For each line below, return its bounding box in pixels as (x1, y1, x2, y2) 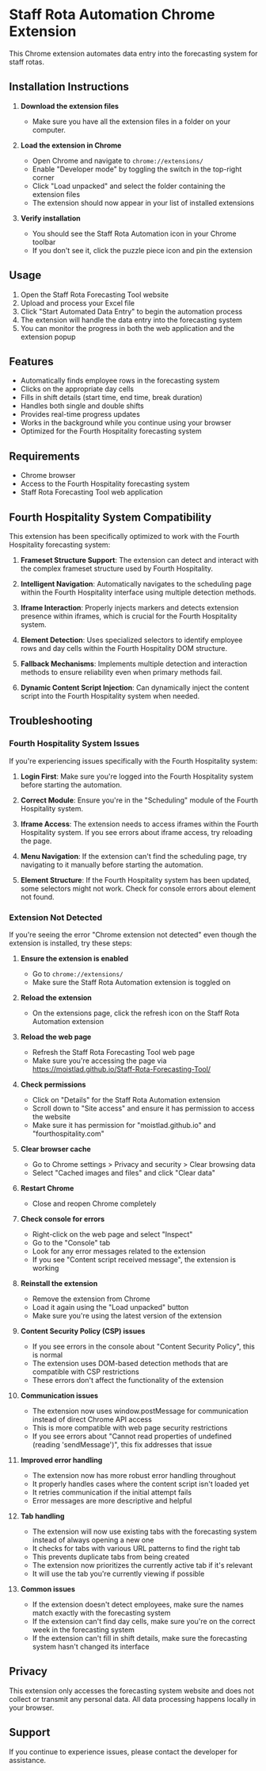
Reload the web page (20, 1032, 92, 1041)
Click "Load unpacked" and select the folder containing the (32, 181, 226, 191)
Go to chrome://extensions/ (32, 968, 123, 978)
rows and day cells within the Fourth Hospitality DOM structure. (20, 644, 228, 653)
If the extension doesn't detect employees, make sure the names (32, 1600, 244, 1609)
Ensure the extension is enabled (20, 953, 129, 963)
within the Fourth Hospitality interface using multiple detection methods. (20, 587, 256, 597)
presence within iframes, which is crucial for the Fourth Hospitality (20, 611, 237, 621)
